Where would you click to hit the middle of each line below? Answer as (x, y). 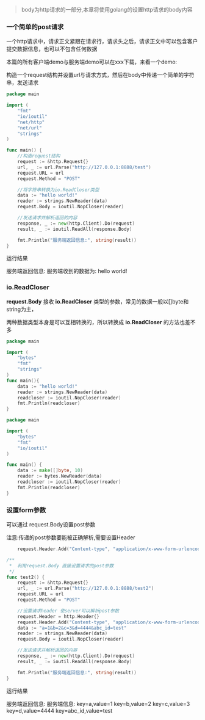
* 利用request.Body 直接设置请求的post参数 (61, 565)
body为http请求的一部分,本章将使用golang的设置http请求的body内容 (107, 9)
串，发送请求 (22, 82)
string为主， (22, 309)
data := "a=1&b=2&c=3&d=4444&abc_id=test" (72, 628)
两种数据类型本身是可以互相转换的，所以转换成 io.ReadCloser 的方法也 (96, 322)
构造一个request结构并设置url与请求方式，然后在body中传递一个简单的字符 (100, 75)
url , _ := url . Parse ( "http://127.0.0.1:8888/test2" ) (86, 589)
